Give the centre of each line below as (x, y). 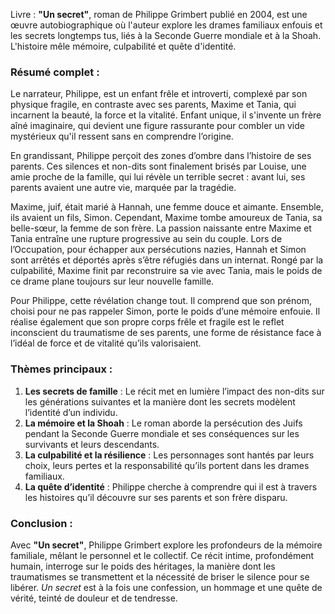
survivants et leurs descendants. (92, 444)
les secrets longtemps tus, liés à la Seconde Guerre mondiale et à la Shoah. (166, 35)
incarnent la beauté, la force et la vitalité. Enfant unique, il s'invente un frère (166, 115)
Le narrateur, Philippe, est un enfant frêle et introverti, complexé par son (159, 94)
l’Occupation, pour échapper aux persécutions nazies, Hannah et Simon (158, 250)
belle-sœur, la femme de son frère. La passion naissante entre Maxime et (161, 228)
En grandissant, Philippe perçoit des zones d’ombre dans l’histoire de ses (161, 156)
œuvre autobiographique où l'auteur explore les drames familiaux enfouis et (166, 25)
